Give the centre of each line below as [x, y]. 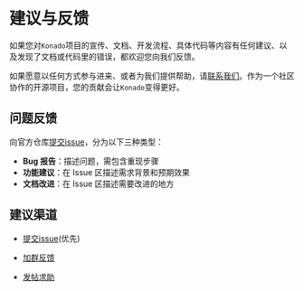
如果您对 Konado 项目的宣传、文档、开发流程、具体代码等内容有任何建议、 [144, 45]
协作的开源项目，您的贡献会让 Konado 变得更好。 [97, 87]
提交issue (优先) [51, 238]
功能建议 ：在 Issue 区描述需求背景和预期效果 [106, 172]
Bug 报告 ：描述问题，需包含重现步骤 [90, 161]
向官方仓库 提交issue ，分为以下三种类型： [87, 142]
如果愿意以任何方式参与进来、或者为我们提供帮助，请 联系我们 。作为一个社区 [152, 75]
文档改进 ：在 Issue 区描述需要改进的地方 [98, 183]
